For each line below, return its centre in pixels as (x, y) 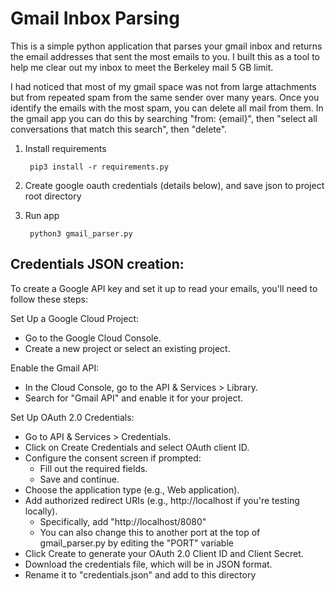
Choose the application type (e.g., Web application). (132, 489)
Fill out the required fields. (93, 468)
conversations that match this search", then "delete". (119, 129)
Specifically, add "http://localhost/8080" (123, 521)
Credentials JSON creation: (97, 264)
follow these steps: (49, 299)
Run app (42, 215)
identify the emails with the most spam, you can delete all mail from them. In (167, 108)
